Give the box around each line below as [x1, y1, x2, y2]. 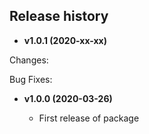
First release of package [38, 112, 140, 124]
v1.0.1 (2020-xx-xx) [23, 34, 107, 46]
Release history [9, 8, 109, 25]
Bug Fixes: [9, 73, 53, 85]
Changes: [9, 54, 49, 66]
